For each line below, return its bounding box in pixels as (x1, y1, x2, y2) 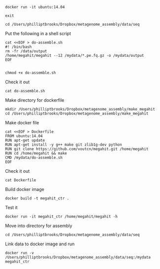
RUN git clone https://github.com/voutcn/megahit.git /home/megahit (5, 147, 149, 152)
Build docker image (5, 187, 44, 192)
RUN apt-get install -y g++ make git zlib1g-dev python (5, 142, 122, 147)
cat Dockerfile (5, 178, 36, 183)
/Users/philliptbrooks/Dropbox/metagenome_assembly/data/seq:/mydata (5, 255, 151, 260)
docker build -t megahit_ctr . (5, 196, 69, 201)
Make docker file (5, 120, 39, 125)
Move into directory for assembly (5, 223, 72, 229)
